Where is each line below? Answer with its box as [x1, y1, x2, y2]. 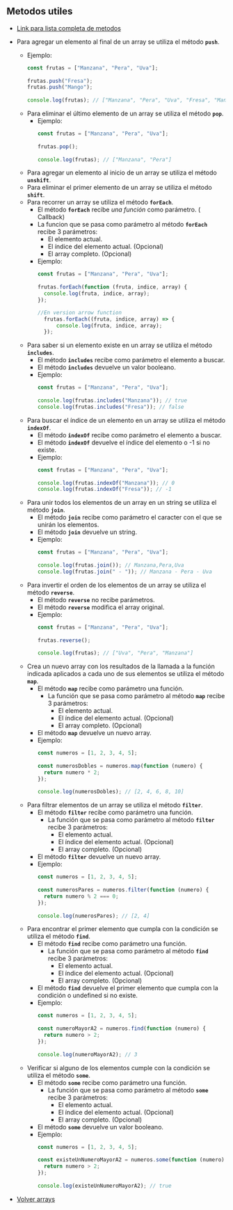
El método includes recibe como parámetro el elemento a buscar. [37, 356, 225, 364]
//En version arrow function [37, 309, 122, 316]
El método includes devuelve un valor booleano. [37, 363, 177, 371]
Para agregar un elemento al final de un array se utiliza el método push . [16, 38, 220, 46]
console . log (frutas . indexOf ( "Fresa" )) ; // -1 [37, 486, 172, 493]
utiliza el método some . [26, 1071, 91, 1079]
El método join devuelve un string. [37, 528, 137, 536]
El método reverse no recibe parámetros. [37, 595, 155, 604]
